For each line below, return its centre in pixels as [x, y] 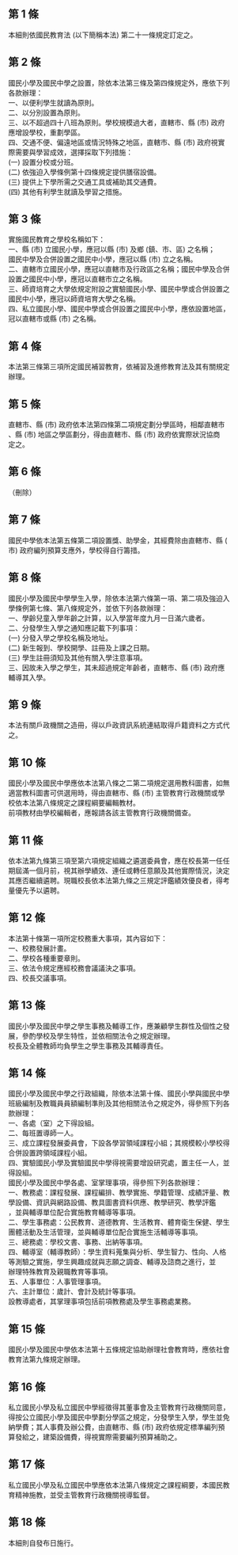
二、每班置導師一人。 [43, 1133]
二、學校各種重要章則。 [46, 958]
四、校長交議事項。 [40, 978]
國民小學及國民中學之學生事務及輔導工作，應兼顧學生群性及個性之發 [119, 1026]
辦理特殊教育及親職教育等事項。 [60, 1272]
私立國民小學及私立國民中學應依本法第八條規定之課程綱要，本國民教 [119, 1484]
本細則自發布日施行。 [43, 1542]
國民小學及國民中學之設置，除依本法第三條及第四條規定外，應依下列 [119, 82]
